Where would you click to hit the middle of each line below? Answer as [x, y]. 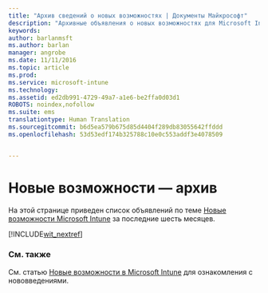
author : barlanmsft [41, 38]
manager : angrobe [37, 53]
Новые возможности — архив [113, 188]
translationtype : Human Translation [69, 120]
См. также [30, 255]
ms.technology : [33, 90]
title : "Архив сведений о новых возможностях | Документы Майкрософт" [128, 16]
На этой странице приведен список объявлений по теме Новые [117, 210]
